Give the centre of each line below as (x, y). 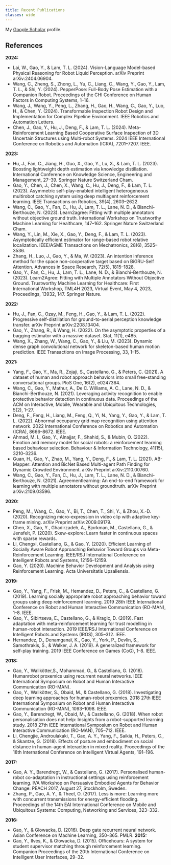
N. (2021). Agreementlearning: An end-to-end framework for (101, 481)
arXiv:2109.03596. (32, 491)
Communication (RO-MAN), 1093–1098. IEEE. (60, 709)
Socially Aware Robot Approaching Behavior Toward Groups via (79, 549)
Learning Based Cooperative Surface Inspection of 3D (102, 133)
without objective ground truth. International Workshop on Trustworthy (87, 218)
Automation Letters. (33, 122)
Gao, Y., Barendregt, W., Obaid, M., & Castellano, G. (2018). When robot (88, 714)
